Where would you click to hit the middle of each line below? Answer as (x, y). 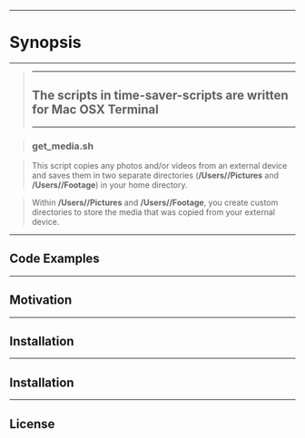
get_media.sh (62, 146)
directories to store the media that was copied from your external (153, 212)
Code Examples (54, 259)
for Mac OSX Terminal (95, 110)
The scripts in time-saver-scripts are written (160, 96)
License (32, 424)
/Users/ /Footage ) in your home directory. (109, 185)
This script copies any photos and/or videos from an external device (159, 166)
